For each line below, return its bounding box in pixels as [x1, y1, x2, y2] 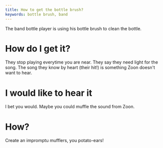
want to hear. [5, 70, 32, 76]
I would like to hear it [5, 87, 92, 98]
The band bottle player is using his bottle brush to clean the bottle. [5, 25, 142, 31]
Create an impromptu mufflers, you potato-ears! [5, 138, 104, 144]
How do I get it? [5, 43, 71, 54]
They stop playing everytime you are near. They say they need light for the [5, 59, 159, 65]
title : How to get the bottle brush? [5, 7, 84, 12]
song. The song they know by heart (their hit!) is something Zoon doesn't [5, 65, 156, 71]
